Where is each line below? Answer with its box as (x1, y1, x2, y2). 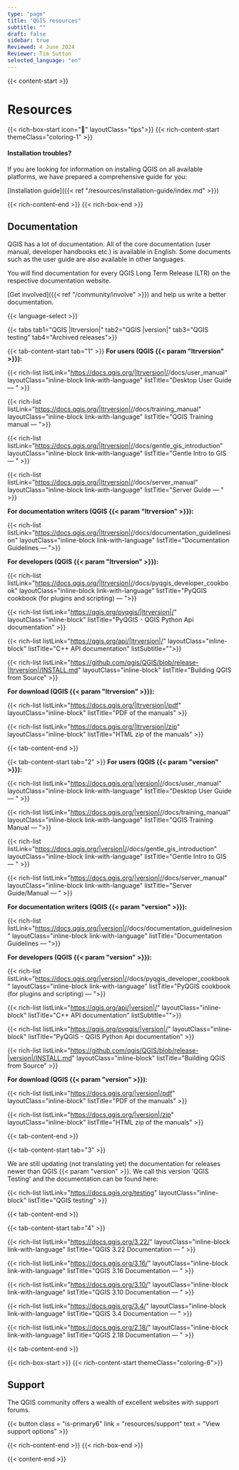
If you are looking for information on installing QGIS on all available (7, 165, 203, 173)
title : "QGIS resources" (7, 17, 81, 24)
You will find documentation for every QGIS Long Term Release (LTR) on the (7, 268, 230, 277)
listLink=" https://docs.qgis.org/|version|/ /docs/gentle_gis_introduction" (7, 844, 218, 853)
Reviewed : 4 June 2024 (7, 44, 75, 51)
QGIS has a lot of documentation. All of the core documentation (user (7, 240, 211, 248)
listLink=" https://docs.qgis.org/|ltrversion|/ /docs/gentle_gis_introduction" (7, 441, 223, 450)
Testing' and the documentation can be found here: (7, 1175, 158, 1183)
